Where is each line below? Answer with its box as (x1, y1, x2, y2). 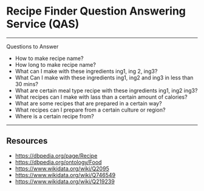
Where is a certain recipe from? (15, 112, 94, 119)
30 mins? (15, 80, 38, 87)
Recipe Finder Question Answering (6, 4, 186, 18)
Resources (6, 136, 48, 146)
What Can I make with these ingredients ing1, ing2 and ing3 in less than (15, 74, 194, 81)
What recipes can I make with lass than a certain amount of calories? (15, 93, 188, 101)
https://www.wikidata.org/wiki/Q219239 (15, 178, 115, 185)
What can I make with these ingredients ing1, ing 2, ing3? (15, 67, 158, 75)
